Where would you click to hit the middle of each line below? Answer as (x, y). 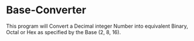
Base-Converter (46, 10)
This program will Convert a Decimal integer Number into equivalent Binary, (97, 26)
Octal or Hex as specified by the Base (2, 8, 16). (64, 32)
